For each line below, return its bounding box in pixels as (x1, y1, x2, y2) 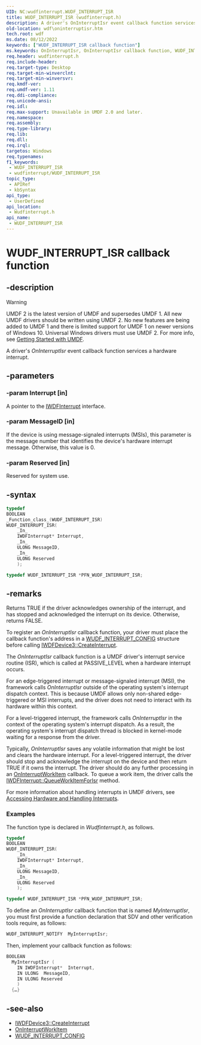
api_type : (6, 192, 31, 198)
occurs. (6, 666, 25, 673)
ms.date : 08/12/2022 (6, 37, 58, 43)
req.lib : (6, 131, 28, 138)
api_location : (6, 204, 42, 210)
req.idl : (6, 103, 28, 110)
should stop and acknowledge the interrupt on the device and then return (6, 758, 187, 765)
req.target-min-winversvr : (6, 75, 74, 81)
